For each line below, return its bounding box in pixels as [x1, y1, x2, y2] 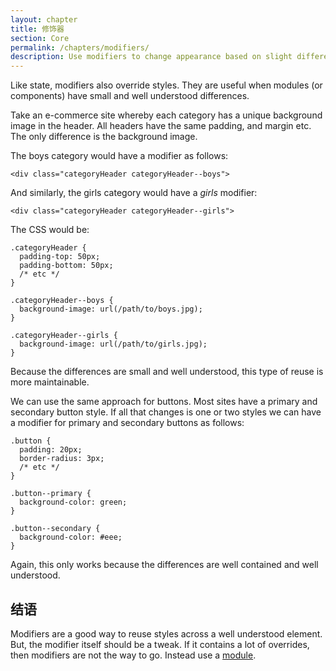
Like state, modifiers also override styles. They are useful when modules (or [10, 79, 323, 91]
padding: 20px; [19, 445, 83, 455]
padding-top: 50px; [19, 252, 101, 262]
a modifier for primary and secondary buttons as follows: [10, 417, 245, 429]
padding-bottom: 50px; [19, 261, 114, 271]
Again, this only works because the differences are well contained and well [10, 559, 319, 571]
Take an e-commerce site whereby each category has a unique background [10, 109, 323, 121]
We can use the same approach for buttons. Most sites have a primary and [10, 396, 318, 408]
